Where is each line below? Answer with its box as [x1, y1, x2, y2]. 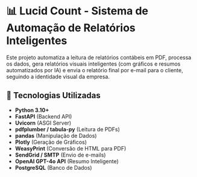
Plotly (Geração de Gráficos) [14, 138, 87, 146]
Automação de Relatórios [6, 21, 136, 35]
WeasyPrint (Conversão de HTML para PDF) [14, 144, 127, 152]
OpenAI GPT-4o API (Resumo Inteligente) [14, 157, 119, 165]
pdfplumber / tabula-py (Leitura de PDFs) [14, 125, 120, 132]
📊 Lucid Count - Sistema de [6, 4, 149, 18]
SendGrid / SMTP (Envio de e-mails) [14, 151, 107, 158]
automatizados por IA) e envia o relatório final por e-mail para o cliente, [6, 66, 184, 73]
